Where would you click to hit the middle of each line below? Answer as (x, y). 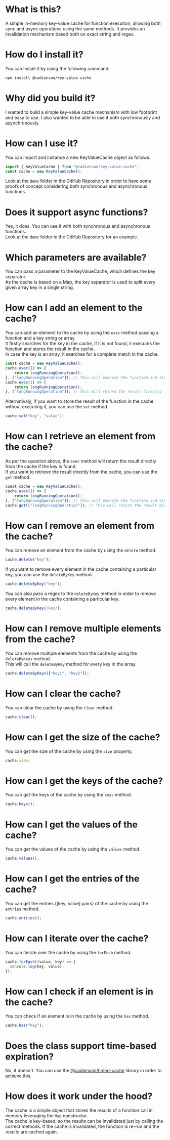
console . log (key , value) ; (37, 966)
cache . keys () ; (20, 804)
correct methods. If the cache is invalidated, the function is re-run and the (82, 1126)
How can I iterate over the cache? (77, 938)
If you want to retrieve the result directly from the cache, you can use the (81, 472)
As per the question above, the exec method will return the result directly (81, 461)
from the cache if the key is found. (41, 467)
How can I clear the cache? (63, 694)
